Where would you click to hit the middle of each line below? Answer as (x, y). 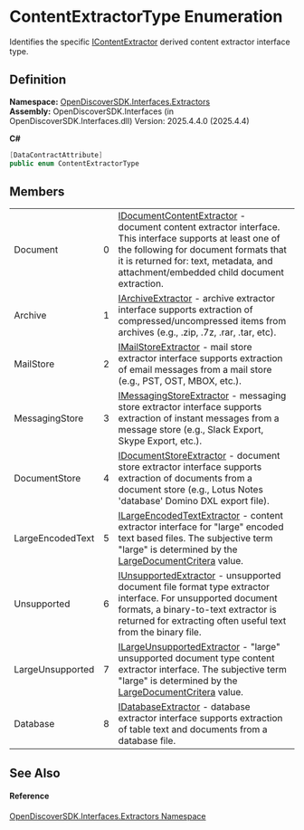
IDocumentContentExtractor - (182, 216)
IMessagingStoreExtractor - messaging (202, 396)
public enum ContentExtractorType (75, 163)
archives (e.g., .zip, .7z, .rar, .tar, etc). (197, 332)
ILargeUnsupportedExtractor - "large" (199, 647)
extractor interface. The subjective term (203, 670)
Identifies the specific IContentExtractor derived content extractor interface (150, 42)
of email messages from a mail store (195, 370)
